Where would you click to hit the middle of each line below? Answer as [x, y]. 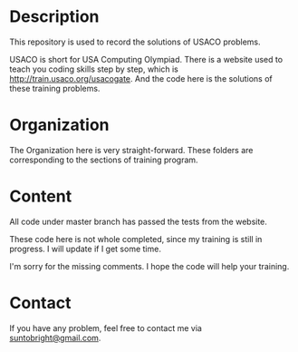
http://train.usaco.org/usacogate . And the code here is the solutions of [141, 78]
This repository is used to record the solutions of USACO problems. [135, 42]
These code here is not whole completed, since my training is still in [136, 239]
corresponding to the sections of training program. [104, 160]
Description [54, 17]
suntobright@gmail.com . [55, 337]
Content [41, 196]
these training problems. [55, 88]
